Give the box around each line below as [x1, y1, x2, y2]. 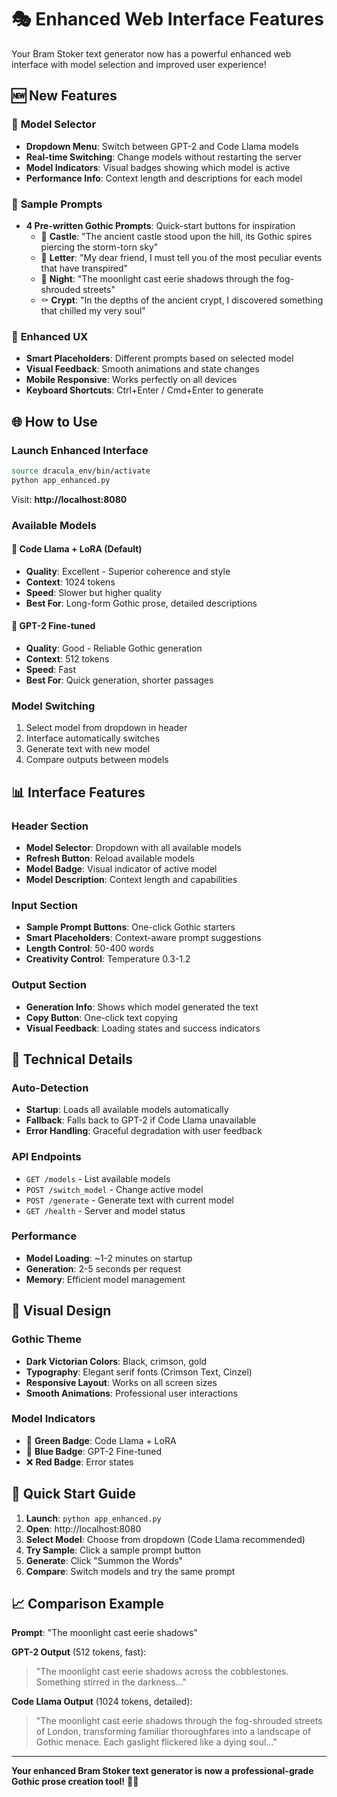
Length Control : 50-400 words [25, 942, 155, 955]
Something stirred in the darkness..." [35, 1676, 188, 1688]
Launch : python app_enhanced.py [25, 1512, 162, 1524]
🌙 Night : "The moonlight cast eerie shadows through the [40, 272, 274, 285]
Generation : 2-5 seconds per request [25, 1262, 181, 1275]
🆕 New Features [11, 87, 118, 105]
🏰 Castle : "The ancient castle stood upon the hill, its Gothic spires [40, 230, 313, 242]
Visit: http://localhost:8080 [11, 493, 128, 505]
